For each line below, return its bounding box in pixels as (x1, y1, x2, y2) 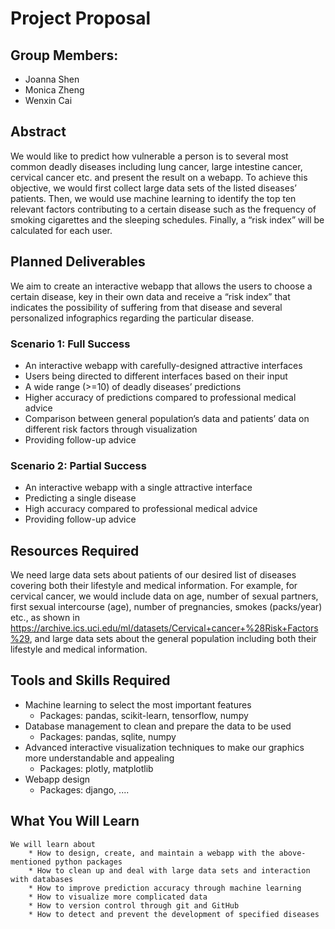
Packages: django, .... (39, 783, 130, 796)
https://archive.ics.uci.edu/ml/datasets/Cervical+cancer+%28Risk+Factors (10, 622, 319, 634)
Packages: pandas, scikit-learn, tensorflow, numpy (39, 709, 249, 721)
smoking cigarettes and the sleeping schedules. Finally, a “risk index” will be (10, 213, 325, 226)
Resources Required (10, 542, 140, 559)
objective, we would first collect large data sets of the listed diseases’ (10, 182, 297, 194)
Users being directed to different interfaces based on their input (24, 370, 288, 382)
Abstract (10, 123, 67, 141)
